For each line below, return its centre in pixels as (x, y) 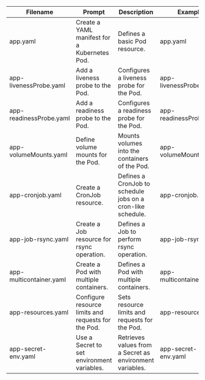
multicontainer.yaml (38, 280)
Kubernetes (93, 53)
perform (130, 239)
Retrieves (131, 337)
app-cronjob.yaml (36, 195)
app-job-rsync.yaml (39, 239)
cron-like (131, 206)
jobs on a (131, 199)
